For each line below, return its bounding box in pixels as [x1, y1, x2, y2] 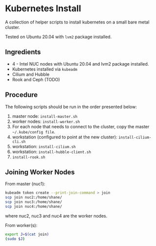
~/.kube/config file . [12, 129, 55, 134]
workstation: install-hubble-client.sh [12, 149, 91, 155]
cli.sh [12, 139, 26, 144]
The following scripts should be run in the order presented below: [5, 104, 137, 110]
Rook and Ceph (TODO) [12, 76, 60, 82]
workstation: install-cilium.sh [12, 143, 76, 149]
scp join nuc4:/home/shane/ [5, 204, 63, 209]
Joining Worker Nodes [5, 168, 75, 176]
